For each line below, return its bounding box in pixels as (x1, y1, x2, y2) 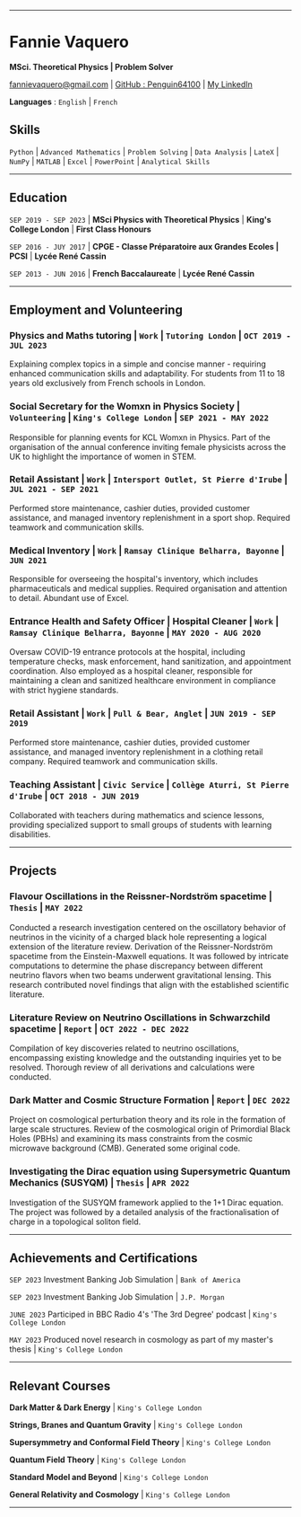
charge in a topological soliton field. (9, 1216, 142, 1227)
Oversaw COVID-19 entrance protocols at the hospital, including (9, 647, 245, 657)
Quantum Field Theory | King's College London (9, 1454, 186, 1465)
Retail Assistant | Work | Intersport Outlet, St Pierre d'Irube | (9, 473, 288, 486)
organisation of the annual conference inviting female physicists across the (9, 441, 287, 452)
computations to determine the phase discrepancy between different (9, 960, 263, 971)
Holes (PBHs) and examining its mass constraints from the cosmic (9, 1133, 254, 1144)
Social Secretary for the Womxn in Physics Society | (9, 401, 240, 413)
